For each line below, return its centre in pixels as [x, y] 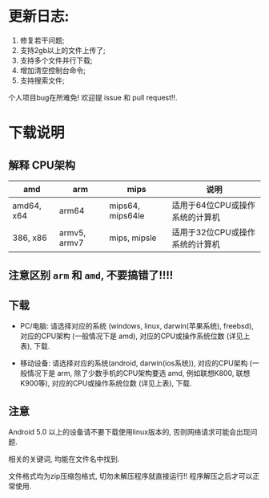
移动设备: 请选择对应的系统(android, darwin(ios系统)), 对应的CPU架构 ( [136, 363]
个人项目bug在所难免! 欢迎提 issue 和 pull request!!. [93, 97]
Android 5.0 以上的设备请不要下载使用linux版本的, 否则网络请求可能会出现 [129, 431]
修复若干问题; [42, 40]
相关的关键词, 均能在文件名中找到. [64, 459]
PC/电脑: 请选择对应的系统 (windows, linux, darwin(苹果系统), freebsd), [137, 326]
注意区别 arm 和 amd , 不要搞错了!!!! [91, 275]
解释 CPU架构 [42, 165]
